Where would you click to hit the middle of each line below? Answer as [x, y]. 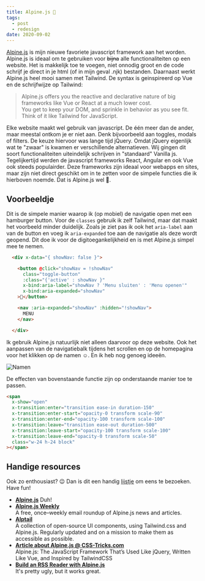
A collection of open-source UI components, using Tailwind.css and [101, 526]
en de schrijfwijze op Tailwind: [45, 85]
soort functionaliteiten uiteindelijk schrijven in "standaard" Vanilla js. [92, 154]
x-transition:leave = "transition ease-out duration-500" [84, 425]
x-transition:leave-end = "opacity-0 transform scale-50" [84, 436]
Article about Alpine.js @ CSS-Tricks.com [69, 546]
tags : [13, 18]
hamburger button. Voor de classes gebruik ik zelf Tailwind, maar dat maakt [102, 220]
